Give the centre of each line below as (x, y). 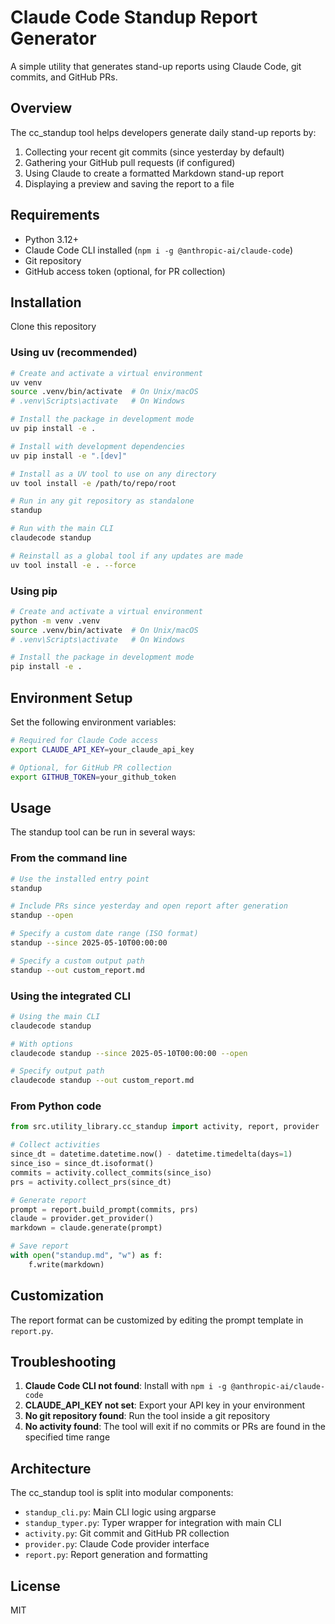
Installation (46, 302)
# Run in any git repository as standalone (102, 501)
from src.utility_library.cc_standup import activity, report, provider (165, 1127)
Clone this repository (53, 327)
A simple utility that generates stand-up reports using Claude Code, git (156, 66)
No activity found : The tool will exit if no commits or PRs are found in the (175, 1427)
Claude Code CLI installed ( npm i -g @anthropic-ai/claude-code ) (158, 250)
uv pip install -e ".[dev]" (69, 456)
